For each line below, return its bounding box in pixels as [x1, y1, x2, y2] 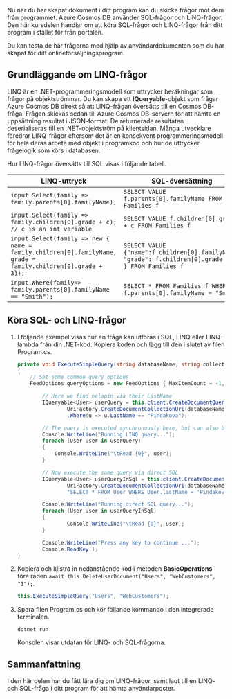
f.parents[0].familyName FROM [123, 195, 223, 202]
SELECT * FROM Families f [123, 282, 209, 290]
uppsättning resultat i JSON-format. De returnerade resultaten [7, 116, 184, 125]
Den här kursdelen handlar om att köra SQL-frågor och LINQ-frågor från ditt [7, 21, 223, 29]
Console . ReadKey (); [42, 546, 98, 553]
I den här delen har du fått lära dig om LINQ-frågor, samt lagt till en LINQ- [7, 677, 215, 685]
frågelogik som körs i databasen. [7, 146, 101, 154]
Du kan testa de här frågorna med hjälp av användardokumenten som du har [7, 42, 225, 50]
